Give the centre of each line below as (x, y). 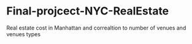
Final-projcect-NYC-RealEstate (88, 11)
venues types (24, 34)
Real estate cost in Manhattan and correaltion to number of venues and (96, 28)
